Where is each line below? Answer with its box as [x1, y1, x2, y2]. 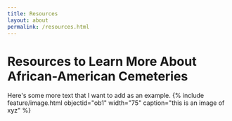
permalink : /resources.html [7, 23, 90, 30]
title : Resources [7, 10, 58, 17]
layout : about [7, 17, 49, 24]
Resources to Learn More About [7, 53, 197, 69]
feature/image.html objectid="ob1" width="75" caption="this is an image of [7, 99, 225, 107]
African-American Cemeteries [7, 68, 188, 84]
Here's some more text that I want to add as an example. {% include [7, 92, 205, 100]
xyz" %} [7, 106, 32, 115]
